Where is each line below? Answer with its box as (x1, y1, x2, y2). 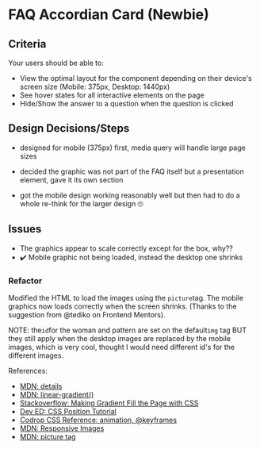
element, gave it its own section (19, 175, 124, 184)
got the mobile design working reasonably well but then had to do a (19, 190, 240, 200)
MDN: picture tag (19, 432, 77, 441)
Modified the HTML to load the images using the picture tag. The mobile (8, 293, 244, 302)
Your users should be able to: (8, 58, 105, 67)
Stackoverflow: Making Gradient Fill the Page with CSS (19, 398, 199, 408)
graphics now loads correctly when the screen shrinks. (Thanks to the (8, 301, 237, 311)
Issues (8, 222, 42, 236)
